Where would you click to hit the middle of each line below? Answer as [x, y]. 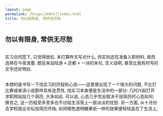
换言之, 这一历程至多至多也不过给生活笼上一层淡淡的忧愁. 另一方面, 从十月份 [81, 102]
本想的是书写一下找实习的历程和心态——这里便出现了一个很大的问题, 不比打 [81, 85]
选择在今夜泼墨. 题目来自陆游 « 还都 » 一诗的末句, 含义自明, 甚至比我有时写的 [82, 63]
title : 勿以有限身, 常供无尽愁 [33, 18]
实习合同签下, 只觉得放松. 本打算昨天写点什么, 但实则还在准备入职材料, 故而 [80, 57]
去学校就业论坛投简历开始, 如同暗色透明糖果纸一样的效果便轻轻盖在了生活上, [81, 109]
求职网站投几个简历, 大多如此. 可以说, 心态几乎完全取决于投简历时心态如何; [80, 97]
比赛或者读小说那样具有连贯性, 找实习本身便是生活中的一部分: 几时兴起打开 [80, 90]
